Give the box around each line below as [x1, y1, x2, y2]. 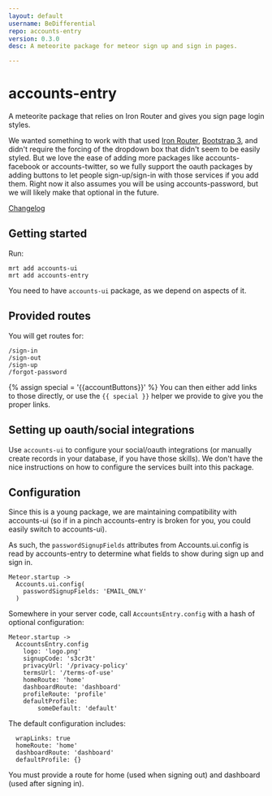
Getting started [8, 227, 88, 241]
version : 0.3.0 [8, 34, 60, 43]
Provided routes [8, 309, 92, 323]
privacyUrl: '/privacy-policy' [23, 662, 129, 670]
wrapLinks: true [15, 734, 71, 743]
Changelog [8, 203, 45, 213]
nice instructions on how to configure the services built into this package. [8, 461, 254, 472]
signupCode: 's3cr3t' [23, 654, 96, 663]
